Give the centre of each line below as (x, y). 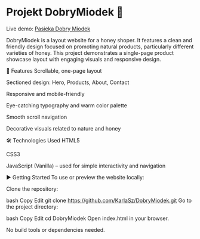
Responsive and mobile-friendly (45, 94)
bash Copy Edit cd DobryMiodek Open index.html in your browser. (87, 218)
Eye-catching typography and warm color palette (67, 105)
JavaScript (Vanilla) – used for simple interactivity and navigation (86, 166)
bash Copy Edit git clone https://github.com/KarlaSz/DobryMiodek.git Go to (99, 200)
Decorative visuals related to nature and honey (64, 128)
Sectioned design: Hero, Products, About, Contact (68, 82)
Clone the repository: (32, 189)
